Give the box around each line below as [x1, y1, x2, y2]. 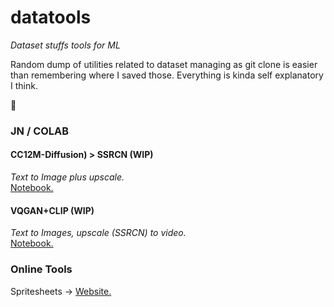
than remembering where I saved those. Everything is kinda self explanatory [10, 69, 324, 81]
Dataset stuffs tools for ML [10, 39, 121, 51]
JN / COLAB [10, 124, 70, 138]
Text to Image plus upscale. [10, 171, 125, 183]
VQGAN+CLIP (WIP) [10, 204, 95, 216]
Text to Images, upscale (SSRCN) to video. [10, 227, 187, 239]
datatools [10, 6, 92, 29]
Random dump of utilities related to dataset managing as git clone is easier [10, 58, 318, 70]
